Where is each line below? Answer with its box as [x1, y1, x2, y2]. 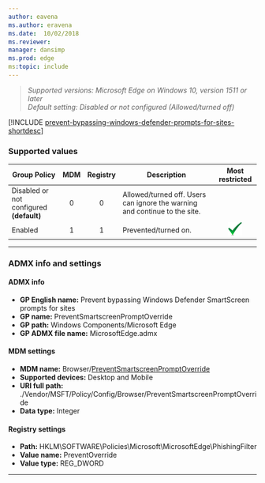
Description [147, 170, 187, 179]
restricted [218, 174, 252, 183]
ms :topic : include [8, 63, 69, 71]
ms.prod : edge [8, 55, 55, 62]
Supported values [8, 145, 78, 157]
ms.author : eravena [8, 21, 73, 29]
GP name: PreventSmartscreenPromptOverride [19, 311, 174, 321]
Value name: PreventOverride [19, 451, 118, 460]
